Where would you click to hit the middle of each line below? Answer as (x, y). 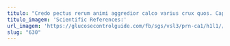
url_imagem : (24, 26)
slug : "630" (24, 32)
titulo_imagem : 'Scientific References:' (67, 20)
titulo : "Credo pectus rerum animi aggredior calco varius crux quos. (110, 13)
